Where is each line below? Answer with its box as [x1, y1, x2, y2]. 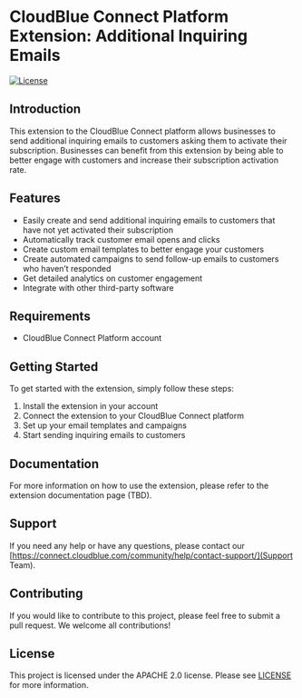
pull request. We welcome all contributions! [9, 620, 170, 631]
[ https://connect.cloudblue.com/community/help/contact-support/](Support [9, 550, 293, 561]
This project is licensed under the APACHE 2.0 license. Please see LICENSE [9, 670, 292, 681]
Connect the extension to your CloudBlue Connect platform [22, 411, 245, 422]
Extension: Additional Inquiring [9, 25, 248, 46]
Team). [9, 559, 36, 570]
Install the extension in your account [22, 401, 159, 412]
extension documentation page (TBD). [9, 490, 152, 501]
